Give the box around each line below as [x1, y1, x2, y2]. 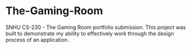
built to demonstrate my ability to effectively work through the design [5, 30, 174, 37]
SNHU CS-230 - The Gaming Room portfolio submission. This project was [5, 24, 186, 31]
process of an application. [5, 36, 69, 43]
